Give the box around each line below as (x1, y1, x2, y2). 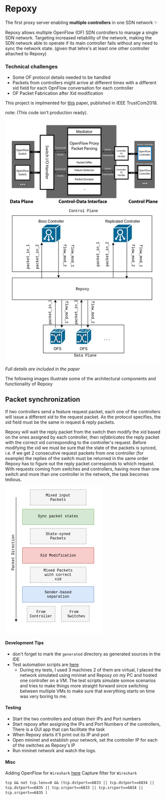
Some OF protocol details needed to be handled (12, 74, 111, 80)
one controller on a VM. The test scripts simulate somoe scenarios (19, 677, 156, 683)
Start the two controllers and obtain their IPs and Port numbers (12, 716, 141, 722)
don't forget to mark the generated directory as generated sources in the (12, 651, 161, 657)
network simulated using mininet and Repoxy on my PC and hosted (19, 672, 158, 678)
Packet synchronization (5, 395, 81, 404)
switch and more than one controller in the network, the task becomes (5, 471, 149, 477)
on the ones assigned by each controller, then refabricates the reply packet (5, 434, 160, 440)
